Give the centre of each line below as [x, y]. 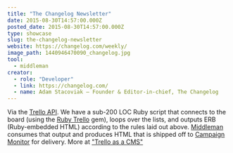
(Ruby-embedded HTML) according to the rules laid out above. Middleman [115, 127]
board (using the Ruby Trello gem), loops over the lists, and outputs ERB [112, 119]
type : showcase [30, 33]
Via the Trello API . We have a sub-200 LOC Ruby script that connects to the [117, 112]
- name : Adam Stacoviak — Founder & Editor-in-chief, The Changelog [116, 92]
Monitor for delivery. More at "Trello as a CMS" [75, 142]
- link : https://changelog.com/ [61, 86]
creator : [20, 72]
